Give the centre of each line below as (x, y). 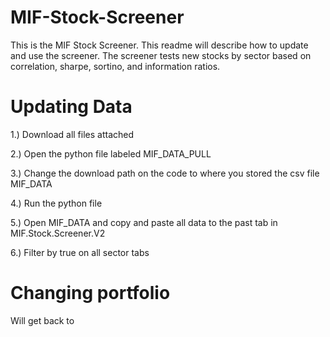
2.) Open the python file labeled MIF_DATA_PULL (111, 153)
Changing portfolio (90, 293)
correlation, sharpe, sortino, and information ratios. (115, 66)
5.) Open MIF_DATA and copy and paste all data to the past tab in (144, 222)
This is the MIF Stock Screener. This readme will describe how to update (159, 45)
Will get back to (42, 320)
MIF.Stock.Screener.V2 (58, 233)
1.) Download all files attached (72, 134)
